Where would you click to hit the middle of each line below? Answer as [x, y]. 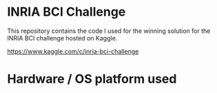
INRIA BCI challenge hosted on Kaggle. [62, 38]
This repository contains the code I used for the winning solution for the [109, 31]
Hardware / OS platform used [92, 79]
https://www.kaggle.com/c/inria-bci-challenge [73, 51]
